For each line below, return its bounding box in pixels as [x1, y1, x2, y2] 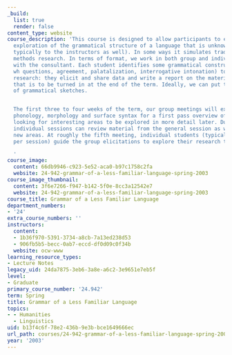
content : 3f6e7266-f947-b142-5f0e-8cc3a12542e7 [13, 183, 153, 190]
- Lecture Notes [7, 260, 54, 267]
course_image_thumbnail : [7, 176, 79, 183]
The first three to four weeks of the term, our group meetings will [13, 106, 217, 113]
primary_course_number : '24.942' [7, 285, 104, 293]
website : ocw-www [13, 247, 64, 254]
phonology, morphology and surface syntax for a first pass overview [13, 112, 217, 120]
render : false [13, 23, 54, 30]
